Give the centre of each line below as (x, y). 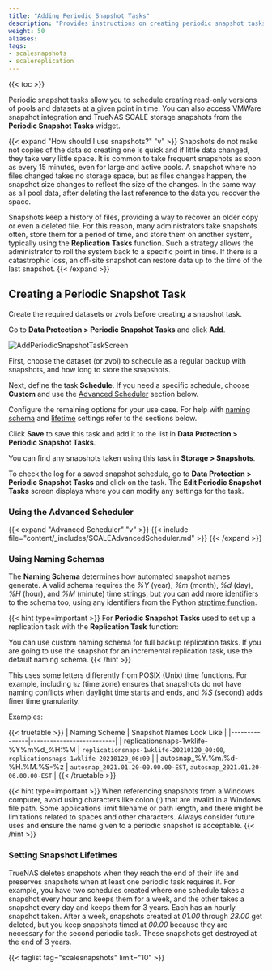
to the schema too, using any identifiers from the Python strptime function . (133, 602)
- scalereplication (41, 62)
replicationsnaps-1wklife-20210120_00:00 (153, 751)
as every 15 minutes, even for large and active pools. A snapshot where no (132, 167)
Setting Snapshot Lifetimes (63, 855)
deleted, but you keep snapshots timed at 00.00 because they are (118, 925)
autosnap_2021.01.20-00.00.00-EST (128, 768)
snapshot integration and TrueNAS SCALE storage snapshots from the (125, 117)
